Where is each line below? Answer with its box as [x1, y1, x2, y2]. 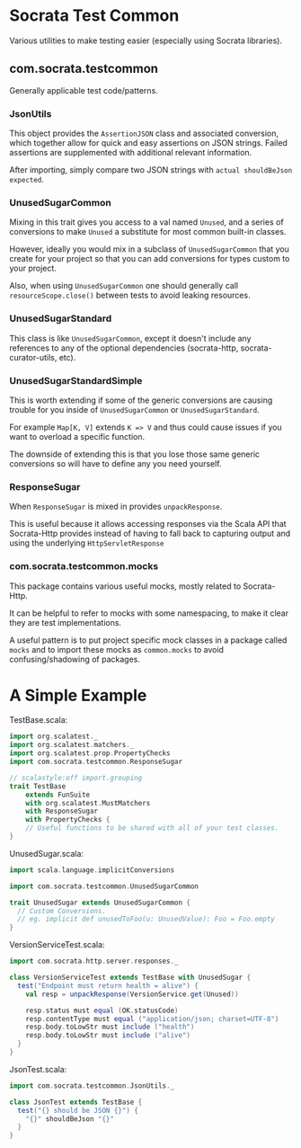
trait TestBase [9, 781, 66, 791]
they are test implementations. [9, 617, 122, 627]
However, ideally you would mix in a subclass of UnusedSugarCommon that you [9, 244, 290, 254]
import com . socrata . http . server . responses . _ [9, 957, 179, 966]
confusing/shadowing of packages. [9, 654, 141, 664]
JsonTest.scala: [9, 1063, 67, 1074]
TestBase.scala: [9, 715, 68, 725]
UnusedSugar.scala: [9, 848, 84, 859]
